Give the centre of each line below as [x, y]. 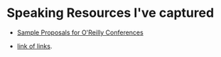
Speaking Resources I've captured [110, 13]
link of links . [34, 46]
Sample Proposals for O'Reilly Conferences [80, 32]
